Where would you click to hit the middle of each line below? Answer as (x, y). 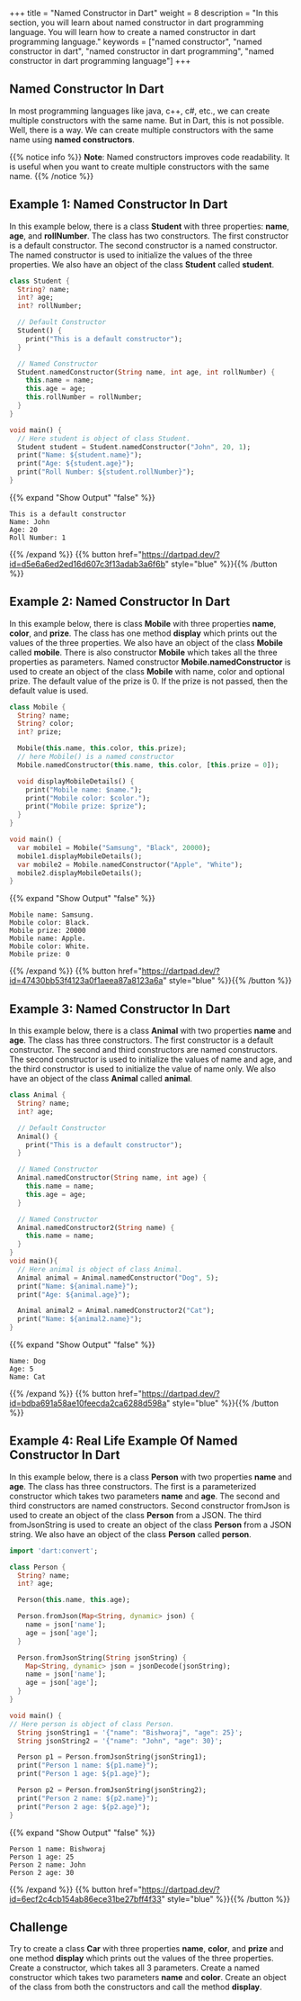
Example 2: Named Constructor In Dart (120, 602)
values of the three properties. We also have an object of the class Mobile (146, 642)
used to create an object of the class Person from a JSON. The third (136, 1515)
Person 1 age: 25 (42, 1857)
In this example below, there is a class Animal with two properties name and (150, 1031)
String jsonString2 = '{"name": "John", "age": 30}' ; (120, 1741)
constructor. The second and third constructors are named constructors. (144, 1050)
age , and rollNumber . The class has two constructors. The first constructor (149, 235)
